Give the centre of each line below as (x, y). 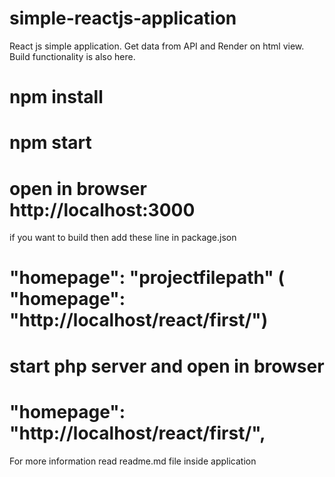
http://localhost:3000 (102, 209)
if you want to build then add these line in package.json (123, 238)
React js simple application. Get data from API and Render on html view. (157, 46)
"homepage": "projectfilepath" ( (147, 278)
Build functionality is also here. (72, 56)
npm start (50, 143)
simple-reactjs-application (123, 18)
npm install (56, 97)
